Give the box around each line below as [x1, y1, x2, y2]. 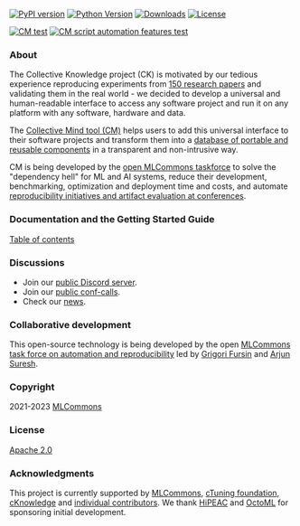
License [9, 424, 45, 437]
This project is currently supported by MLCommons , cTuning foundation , [9, 488, 280, 499]
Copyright [9, 380, 55, 393]
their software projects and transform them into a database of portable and [9, 135, 289, 146]
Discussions [9, 256, 65, 268]
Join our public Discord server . [22, 277, 137, 287]
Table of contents [9, 233, 75, 244]
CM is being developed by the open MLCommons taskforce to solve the [9, 162, 277, 173]
